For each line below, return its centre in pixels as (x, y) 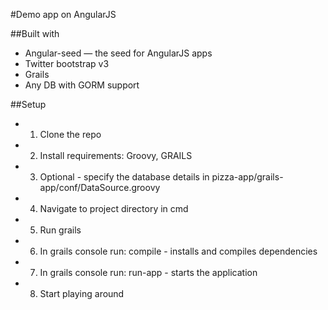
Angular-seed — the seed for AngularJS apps (118, 53)
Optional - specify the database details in (124, 177)
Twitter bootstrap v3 (67, 63)
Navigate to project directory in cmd (114, 208)
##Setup (28, 104)
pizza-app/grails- (247, 177)
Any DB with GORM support (82, 85)
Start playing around (82, 293)
